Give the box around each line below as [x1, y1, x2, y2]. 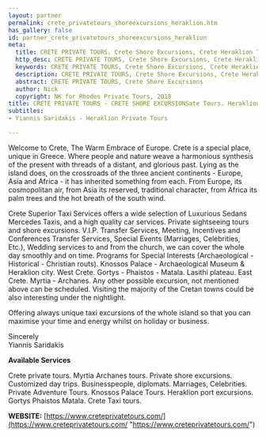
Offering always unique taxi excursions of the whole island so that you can [8, 307, 251, 317]
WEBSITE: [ [8, 411, 47, 420]
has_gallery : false [8, 26, 73, 34]
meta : [8, 41, 26, 49]
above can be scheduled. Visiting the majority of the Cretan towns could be [8, 284, 255, 293]
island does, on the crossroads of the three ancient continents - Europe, [8, 168, 243, 178]
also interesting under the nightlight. [8, 292, 127, 302]
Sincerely [8, 331, 40, 341]
